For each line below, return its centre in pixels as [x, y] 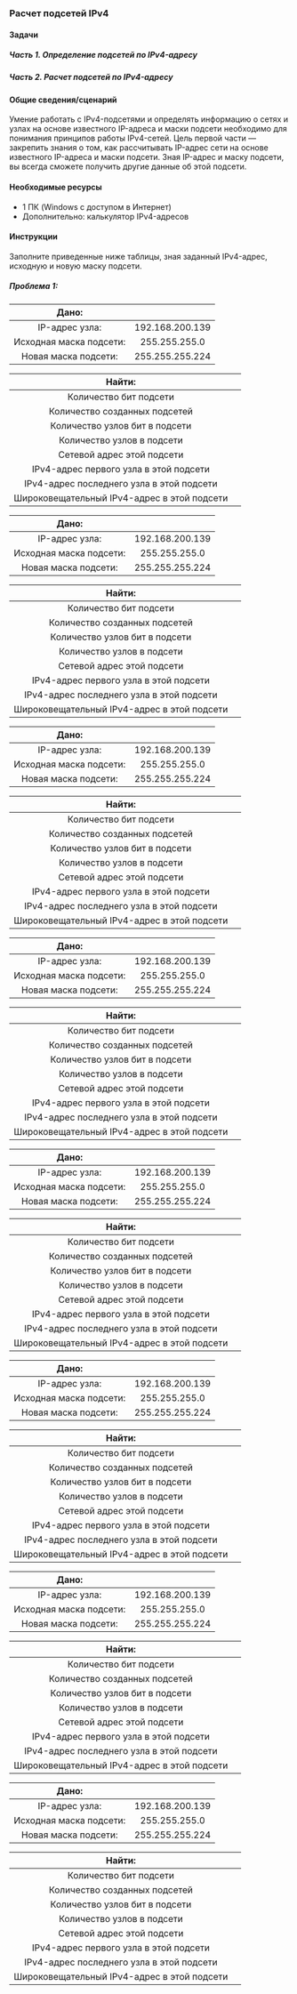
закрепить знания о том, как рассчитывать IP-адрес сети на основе [139, 148]
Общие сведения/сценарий [63, 100]
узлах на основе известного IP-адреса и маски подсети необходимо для [148, 129]
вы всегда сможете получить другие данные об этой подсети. [128, 166]
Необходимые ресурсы [56, 187]
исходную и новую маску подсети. [76, 266]
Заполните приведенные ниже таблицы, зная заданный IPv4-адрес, [139, 256]
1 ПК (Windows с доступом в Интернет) [96, 206]
